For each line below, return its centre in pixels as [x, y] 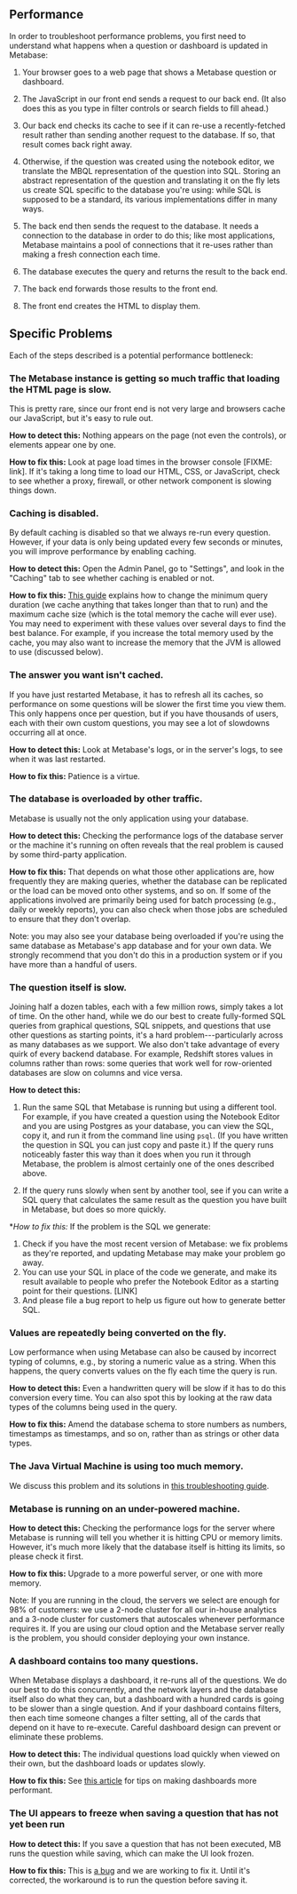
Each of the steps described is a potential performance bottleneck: [131, 355]
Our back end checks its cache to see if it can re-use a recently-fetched [154, 125]
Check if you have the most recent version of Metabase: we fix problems [155, 1244]
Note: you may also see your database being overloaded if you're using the [146, 935]
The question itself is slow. [68, 987]
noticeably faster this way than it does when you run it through [136, 1155]
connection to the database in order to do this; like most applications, [148, 235]
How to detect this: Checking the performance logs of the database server [146, 835]
